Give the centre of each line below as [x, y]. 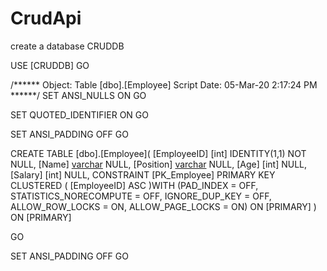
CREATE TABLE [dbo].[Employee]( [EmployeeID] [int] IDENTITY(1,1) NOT [158, 153]
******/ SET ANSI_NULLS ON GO [78, 95]
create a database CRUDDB [67, 46]
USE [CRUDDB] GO [50, 65]
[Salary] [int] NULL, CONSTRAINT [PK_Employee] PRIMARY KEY [143, 174]
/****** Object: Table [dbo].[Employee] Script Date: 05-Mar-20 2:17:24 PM [164, 84]
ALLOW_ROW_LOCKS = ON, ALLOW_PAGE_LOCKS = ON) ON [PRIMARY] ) [163, 206]
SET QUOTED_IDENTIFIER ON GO [79, 114]
